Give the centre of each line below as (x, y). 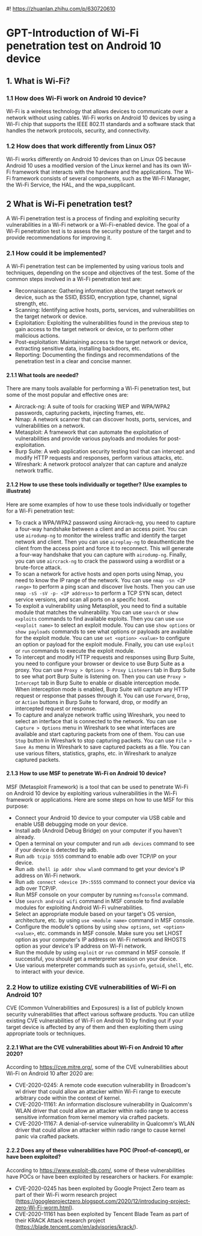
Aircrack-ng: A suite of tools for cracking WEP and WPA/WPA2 (92, 407)
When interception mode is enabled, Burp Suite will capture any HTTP (101, 689)
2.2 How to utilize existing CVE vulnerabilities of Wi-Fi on (91, 987)
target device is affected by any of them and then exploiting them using (95, 1027)
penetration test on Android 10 (84, 46)
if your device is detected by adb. (56, 849)
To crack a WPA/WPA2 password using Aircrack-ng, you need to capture (105, 522)
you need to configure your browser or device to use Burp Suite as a (100, 664)
